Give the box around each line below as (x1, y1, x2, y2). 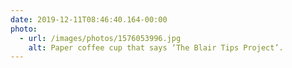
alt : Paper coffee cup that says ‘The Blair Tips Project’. (28, 42, 284, 53)
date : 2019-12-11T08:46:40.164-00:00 (10, 14, 168, 25)
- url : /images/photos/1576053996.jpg (19, 33, 182, 43)
